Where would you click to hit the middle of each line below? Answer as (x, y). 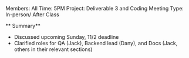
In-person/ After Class (32, 14)
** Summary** (23, 26)
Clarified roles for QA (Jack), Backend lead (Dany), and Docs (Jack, (96, 43)
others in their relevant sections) (53, 49)
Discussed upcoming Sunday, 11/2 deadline (66, 37)
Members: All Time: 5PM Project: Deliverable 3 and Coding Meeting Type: (95, 8)
